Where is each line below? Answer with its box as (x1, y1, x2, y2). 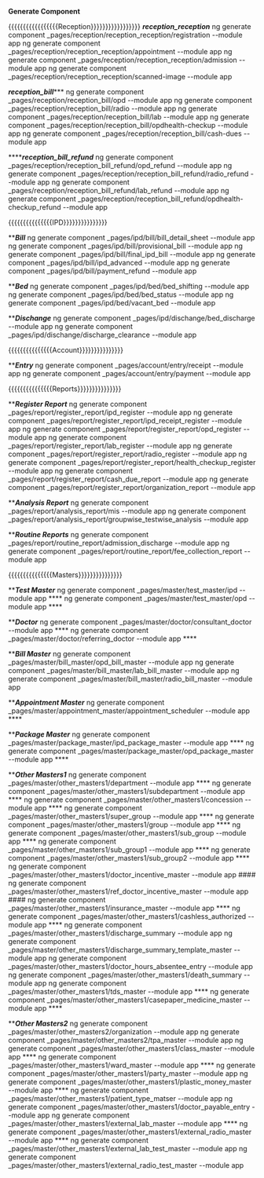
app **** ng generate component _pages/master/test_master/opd (34, 594, 247, 603)
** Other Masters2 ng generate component (8, 1019, 148, 1028)
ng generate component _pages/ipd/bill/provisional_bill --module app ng (8, 241, 244, 251)
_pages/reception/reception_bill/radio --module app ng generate (8, 104, 218, 113)
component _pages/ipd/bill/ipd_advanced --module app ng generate (8, 258, 230, 267)
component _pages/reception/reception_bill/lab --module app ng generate (8, 112, 250, 121)
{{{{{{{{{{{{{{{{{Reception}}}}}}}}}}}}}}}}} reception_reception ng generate (8, 22, 251, 31)
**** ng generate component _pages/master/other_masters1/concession (8, 795, 244, 804)
